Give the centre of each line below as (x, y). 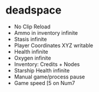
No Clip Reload (32, 27)
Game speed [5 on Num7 (44, 83)
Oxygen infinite (32, 58)
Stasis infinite (30, 39)
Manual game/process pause (49, 77)
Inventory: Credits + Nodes (47, 64)
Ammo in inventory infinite (46, 32)
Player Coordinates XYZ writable (54, 45)
